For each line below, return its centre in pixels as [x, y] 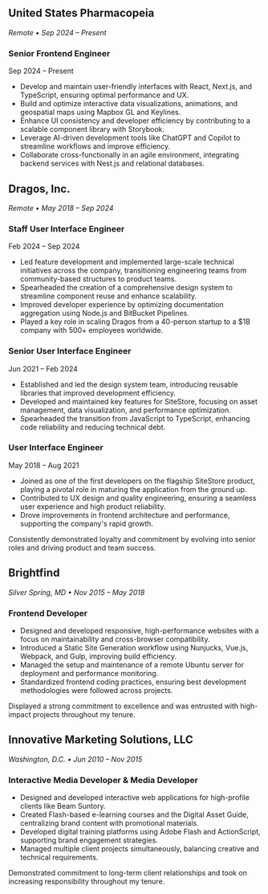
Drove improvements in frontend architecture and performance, [125, 515]
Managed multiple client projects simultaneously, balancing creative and [139, 849]
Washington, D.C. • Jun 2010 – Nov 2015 [75, 759]
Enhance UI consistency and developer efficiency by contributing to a [135, 121]
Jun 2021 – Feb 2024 [43, 368]
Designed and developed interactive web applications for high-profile [135, 798]
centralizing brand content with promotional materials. [109, 823]
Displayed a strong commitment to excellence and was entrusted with [124, 706]
